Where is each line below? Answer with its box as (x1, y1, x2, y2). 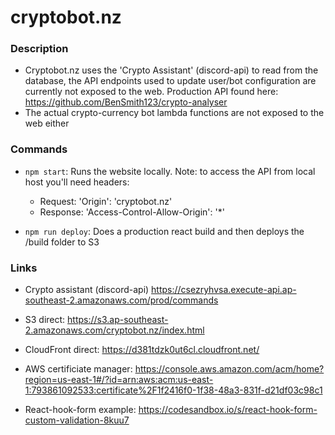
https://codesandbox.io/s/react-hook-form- (138, 404, 318, 416)
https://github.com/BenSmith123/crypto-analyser (24, 96, 228, 108)
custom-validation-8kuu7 (24, 414, 130, 426)
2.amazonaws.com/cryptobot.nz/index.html (24, 324, 205, 336)
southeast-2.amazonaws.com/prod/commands (24, 294, 219, 306)
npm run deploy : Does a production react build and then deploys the (24, 225, 305, 237)
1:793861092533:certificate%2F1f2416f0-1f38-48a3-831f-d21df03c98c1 (24, 384, 323, 396)
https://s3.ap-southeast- (67, 314, 169, 326)
